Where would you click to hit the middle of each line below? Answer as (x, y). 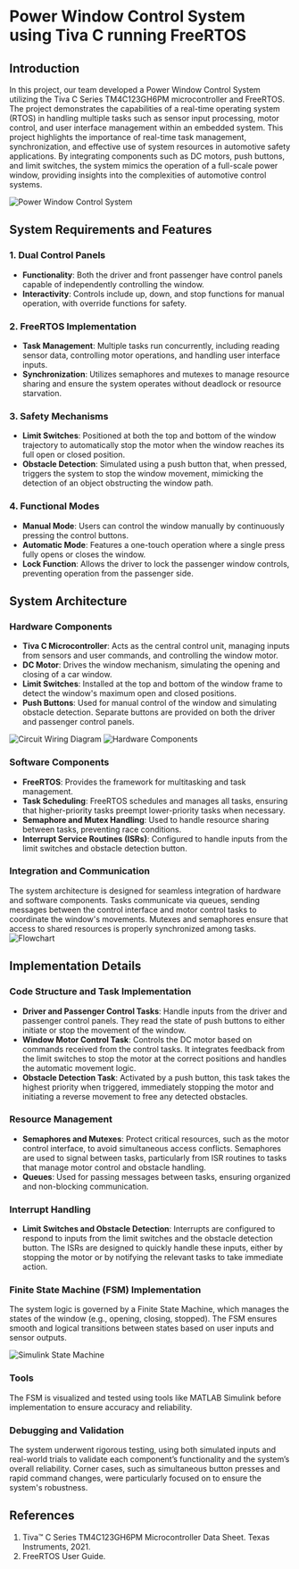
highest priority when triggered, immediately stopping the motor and (148, 1087)
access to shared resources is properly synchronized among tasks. (133, 928)
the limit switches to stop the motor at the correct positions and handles (154, 1058)
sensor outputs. (38, 1338)
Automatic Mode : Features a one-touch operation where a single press (154, 544)
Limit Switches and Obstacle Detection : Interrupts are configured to (149, 1229)
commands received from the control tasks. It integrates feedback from (154, 1049)
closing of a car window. (67, 675)
